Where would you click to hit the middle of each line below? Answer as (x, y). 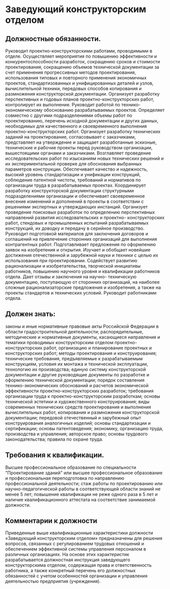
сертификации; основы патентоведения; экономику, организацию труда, (84, 428)
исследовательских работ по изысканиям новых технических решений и (84, 158)
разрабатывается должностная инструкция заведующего (68, 560)
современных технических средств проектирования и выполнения (78, 407)
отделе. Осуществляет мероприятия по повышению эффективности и (81, 56)
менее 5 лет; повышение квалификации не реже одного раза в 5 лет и (81, 494)
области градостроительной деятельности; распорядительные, (74, 331)
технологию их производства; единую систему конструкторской (76, 369)
